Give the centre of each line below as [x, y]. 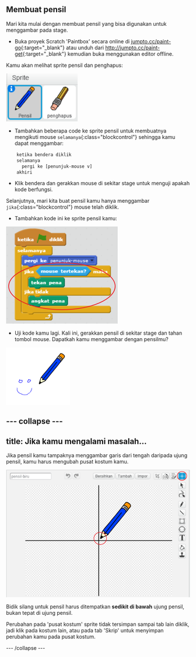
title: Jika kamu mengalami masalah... [76, 441]
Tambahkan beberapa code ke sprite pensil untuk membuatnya [90, 131]
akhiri [24, 172]
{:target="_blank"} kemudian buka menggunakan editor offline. [98, 54]
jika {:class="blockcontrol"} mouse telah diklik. [63, 207]
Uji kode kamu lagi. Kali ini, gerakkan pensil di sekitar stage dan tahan [98, 333]
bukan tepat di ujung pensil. [39, 612]
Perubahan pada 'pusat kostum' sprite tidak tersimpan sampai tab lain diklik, [98, 624]
